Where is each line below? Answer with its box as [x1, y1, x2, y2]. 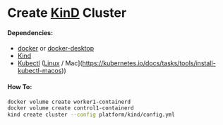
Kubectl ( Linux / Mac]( [17, 59, 83, 67]
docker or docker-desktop [17, 44, 94, 53]
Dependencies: [7, 28, 54, 37]
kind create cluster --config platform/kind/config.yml [7, 111, 175, 119]
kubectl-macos [17, 67, 62, 75]
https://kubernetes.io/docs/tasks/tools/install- [82, 59, 217, 67]
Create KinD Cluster [7, 5, 127, 21]
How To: [7, 82, 32, 91]
